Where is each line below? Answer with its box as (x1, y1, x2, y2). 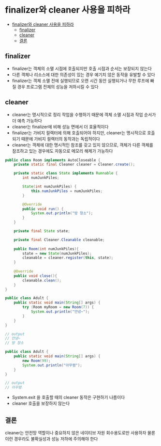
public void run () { (22, 207, 64, 211)
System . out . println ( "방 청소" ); (30, 211, 93, 216)
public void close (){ (14, 273, 57, 278)
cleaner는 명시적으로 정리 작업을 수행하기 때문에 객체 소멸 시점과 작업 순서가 (12, 111, 156, 117)
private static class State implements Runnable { (14, 171, 118, 176)
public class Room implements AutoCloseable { (5, 158, 101, 162)
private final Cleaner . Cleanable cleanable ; (14, 237, 105, 242)
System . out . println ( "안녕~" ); (30, 309, 90, 314)
